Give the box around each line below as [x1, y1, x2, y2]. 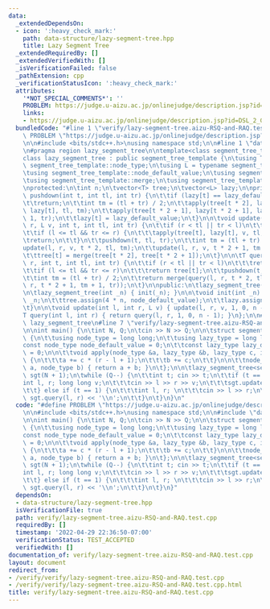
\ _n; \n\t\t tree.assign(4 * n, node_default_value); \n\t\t [22, 296, 225, 304]
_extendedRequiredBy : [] [15, 49, 99, 57]
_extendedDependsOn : [15, 19, 84, 27]
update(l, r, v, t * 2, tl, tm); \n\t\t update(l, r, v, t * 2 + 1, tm [22, 244, 261, 252]
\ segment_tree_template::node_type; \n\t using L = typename [22, 162, 228, 170]
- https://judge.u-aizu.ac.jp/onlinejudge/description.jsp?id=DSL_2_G [22, 117, 264, 125]
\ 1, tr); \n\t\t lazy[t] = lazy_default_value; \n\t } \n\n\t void [22, 214, 235, 222]
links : [22, 110, 45, 118]
